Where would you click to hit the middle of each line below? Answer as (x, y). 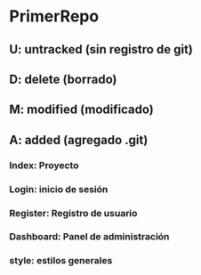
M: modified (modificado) (81, 110)
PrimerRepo (54, 16)
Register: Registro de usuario (73, 213)
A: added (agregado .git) (79, 140)
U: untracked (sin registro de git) (101, 49)
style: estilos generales (61, 261)
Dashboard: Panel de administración (89, 237)
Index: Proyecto (44, 165)
